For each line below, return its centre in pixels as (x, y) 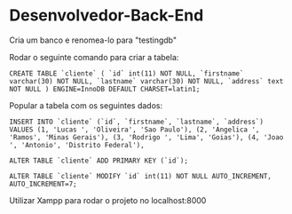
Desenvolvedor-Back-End (107, 16)
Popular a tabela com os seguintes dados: (86, 105)
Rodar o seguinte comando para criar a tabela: (94, 57)
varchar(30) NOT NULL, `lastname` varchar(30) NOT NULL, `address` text (146, 81)
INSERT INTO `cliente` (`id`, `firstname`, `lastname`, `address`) (137, 122)
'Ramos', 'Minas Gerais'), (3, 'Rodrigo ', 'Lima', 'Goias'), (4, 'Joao (146, 137)
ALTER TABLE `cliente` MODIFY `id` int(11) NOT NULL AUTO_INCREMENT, (141, 176)
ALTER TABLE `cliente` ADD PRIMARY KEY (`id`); (99, 161)
